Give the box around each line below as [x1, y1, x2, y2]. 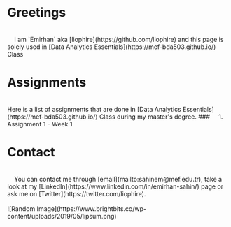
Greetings [7, 5, 66, 21]
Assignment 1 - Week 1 [7, 119, 73, 128]
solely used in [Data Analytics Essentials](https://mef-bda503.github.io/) [7, 43, 216, 51]
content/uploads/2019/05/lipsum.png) [7, 212, 117, 220]
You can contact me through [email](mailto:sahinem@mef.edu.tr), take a [13, 175, 223, 183]
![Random [7, 204, 36, 213]
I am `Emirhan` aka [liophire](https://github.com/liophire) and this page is [13, 35, 224, 43]
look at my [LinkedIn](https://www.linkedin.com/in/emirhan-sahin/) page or [7, 182, 224, 191]
